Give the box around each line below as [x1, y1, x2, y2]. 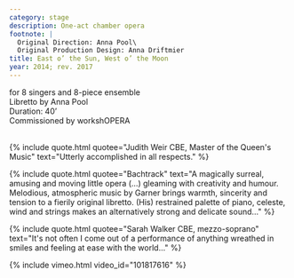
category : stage [9, 12, 69, 22]
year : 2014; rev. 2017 [9, 63, 93, 72]
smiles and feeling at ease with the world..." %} [9, 242, 182, 253]
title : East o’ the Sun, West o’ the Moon [9, 54, 169, 63]
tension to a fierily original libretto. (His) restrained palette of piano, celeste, [9, 196, 286, 207]
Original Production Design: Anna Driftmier [17, 46, 185, 55]
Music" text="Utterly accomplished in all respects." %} [9, 151, 210, 162]
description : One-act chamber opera [9, 21, 145, 30]
